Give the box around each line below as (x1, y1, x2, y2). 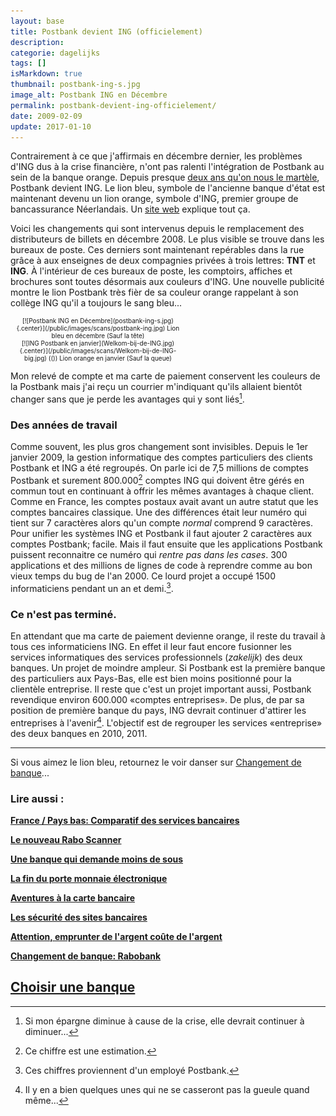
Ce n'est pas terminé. (10, 607, 117, 621)
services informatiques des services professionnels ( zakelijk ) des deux (10, 651, 303, 663)
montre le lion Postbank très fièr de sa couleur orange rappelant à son (10, 286, 299, 299)
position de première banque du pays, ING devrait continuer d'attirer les (10, 704, 307, 716)
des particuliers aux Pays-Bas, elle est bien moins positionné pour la (10, 672, 292, 684)
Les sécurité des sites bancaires (10, 911, 148, 923)
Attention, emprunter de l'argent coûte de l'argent (10, 930, 223, 942)
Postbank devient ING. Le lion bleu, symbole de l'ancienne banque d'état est (10, 182, 326, 194)
